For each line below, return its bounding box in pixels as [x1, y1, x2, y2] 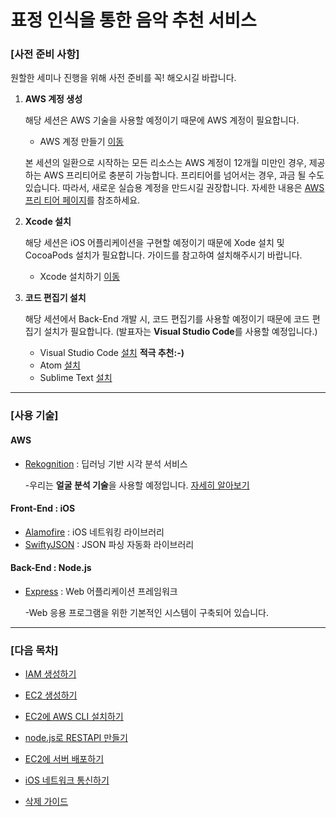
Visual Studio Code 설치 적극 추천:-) [39, 347, 185, 359]
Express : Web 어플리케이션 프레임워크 [24, 586, 178, 598]
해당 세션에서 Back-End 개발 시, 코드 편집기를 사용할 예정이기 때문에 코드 [24, 313, 310, 325]
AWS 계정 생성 [24, 93, 83, 105]
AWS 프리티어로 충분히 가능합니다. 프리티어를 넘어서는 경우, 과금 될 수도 [43, 169, 325, 181]
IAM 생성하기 [24, 668, 77, 680]
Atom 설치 [39, 359, 81, 371]
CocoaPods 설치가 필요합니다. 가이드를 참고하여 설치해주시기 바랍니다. [24, 249, 303, 261]
